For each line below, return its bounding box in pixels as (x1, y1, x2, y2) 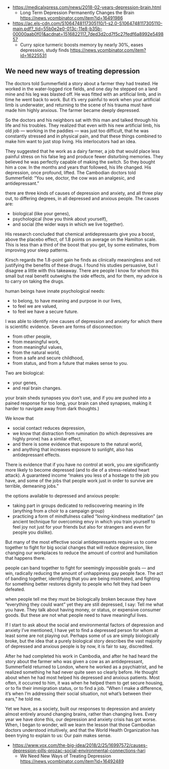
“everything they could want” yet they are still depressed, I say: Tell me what (5, 601, 164, 607)
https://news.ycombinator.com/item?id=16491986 (20, 15, 123, 21)
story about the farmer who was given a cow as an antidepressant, (5, 658, 144, 664)
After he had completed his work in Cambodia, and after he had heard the (5, 653, 158, 659)
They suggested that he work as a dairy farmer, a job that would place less (5, 148, 160, 154)
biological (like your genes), (12, 210, 70, 216)
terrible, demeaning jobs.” (5, 483, 59, 489)
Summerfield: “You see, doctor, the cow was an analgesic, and (5, 175, 135, 181)
